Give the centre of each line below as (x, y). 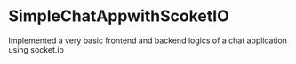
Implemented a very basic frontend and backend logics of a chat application (148, 40)
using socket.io (36, 49)
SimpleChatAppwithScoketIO (119, 16)
